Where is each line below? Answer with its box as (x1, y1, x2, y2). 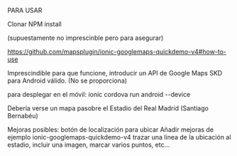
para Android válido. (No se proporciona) (7, 76, 128, 85)
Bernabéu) (7, 112, 39, 120)
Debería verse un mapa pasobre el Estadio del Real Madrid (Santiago (7, 104, 209, 113)
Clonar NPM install (7, 20, 62, 28)
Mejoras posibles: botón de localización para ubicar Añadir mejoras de (7, 125, 214, 134)
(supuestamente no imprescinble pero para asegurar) (7, 33, 164, 42)
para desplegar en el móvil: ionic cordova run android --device (7, 90, 191, 98)
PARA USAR (7, 6, 43, 14)
